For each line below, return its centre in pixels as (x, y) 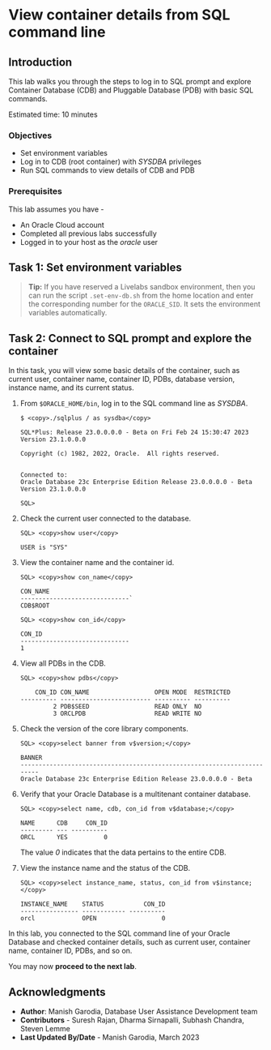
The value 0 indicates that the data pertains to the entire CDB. (123, 852)
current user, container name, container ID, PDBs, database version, (122, 379)
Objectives (30, 135)
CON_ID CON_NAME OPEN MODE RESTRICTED (133, 692)
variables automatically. (68, 313)
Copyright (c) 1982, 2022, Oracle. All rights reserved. (120, 454)
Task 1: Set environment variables (95, 267)
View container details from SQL (119, 15)
